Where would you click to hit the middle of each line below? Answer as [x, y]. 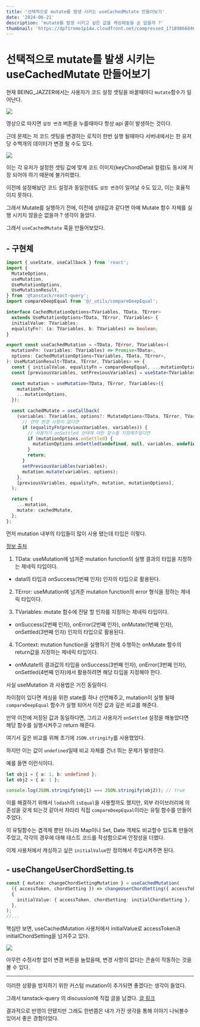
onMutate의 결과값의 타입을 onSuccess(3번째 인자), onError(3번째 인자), [101, 665]
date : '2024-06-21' [30, 17]
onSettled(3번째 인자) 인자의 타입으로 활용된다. [70, 632]
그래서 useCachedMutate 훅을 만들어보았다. [56, 228]
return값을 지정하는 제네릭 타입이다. [56, 652]
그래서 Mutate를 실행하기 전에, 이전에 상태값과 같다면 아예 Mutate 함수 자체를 [96, 208]
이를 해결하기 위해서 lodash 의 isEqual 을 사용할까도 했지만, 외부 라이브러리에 [95, 803]
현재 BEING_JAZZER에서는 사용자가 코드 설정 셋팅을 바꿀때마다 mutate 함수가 [96, 92]
